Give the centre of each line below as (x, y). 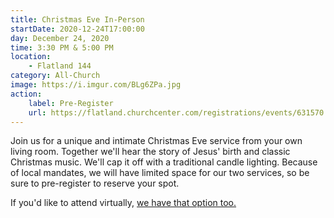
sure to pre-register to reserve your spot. (95, 183)
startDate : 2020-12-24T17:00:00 (77, 29)
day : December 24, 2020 (60, 38)
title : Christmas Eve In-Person (77, 19)
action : (26, 94)
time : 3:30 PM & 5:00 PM (62, 47)
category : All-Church (55, 76)
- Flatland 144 (60, 66)
